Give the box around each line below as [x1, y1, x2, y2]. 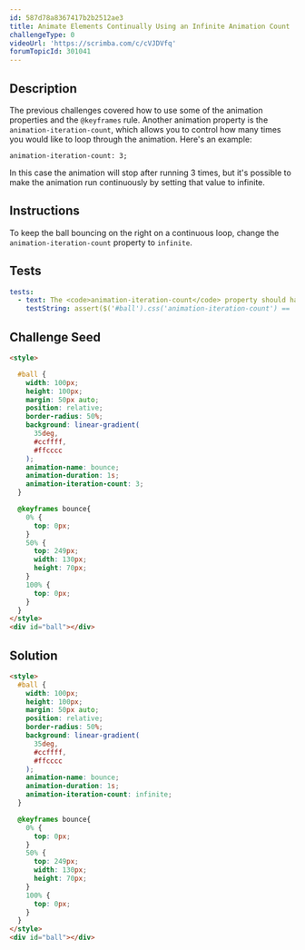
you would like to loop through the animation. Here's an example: [9, 134, 252, 144]
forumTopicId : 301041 [9, 47, 92, 56]
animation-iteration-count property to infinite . [9, 237, 192, 248]
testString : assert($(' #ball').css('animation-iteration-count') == [25, 304, 290, 313]
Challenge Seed [9, 329, 102, 345]
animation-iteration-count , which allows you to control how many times [9, 124, 281, 134]
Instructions [9, 203, 80, 219]
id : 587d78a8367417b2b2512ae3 [9, 13, 124, 23]
